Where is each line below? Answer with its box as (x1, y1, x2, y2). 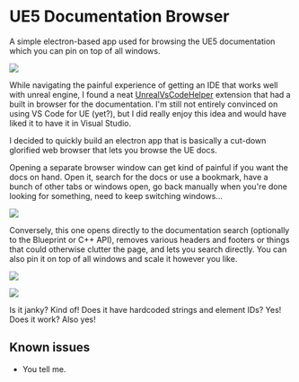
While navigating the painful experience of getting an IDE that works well (9, 79, 278, 91)
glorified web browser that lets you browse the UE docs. (9, 144, 217, 155)
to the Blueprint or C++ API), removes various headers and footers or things (9, 234, 290, 245)
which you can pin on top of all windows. (9, 45, 161, 56)
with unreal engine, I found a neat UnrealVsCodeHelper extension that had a (9, 89, 291, 100)
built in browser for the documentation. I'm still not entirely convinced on (9, 99, 278, 109)
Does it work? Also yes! (9, 314, 96, 325)
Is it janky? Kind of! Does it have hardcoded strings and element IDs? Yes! (9, 304, 282, 315)
